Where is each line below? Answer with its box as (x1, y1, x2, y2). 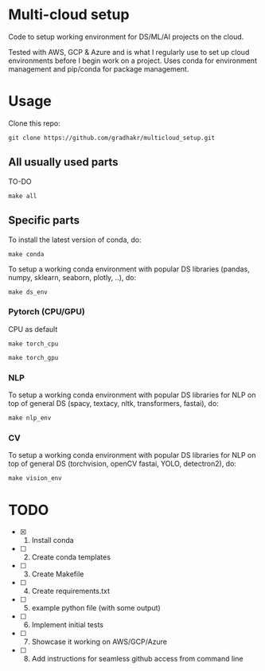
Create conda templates (31, 552, 111, 562)
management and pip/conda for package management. (8, 64, 189, 73)
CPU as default (8, 324, 58, 334)
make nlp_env (8, 414, 52, 423)
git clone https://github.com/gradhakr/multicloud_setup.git (8, 134, 216, 142)
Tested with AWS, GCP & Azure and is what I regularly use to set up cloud (8, 47, 250, 57)
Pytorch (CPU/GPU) (8, 306, 85, 318)
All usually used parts (8, 155, 119, 169)
